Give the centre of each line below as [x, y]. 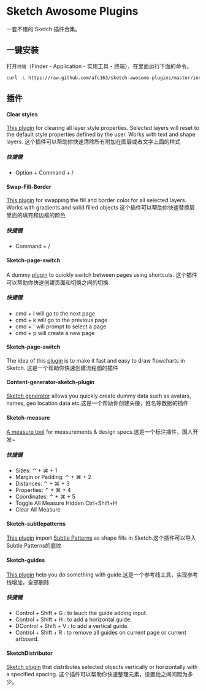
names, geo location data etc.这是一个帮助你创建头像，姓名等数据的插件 [97, 403]
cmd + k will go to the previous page [61, 320]
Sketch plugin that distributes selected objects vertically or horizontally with [102, 666]
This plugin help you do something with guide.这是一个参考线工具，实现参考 [102, 575]
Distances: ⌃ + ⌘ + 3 [42, 484]
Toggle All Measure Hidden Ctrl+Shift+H [66, 503]
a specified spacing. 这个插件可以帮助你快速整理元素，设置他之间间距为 [97, 674]
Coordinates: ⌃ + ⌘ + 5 [45, 497]
